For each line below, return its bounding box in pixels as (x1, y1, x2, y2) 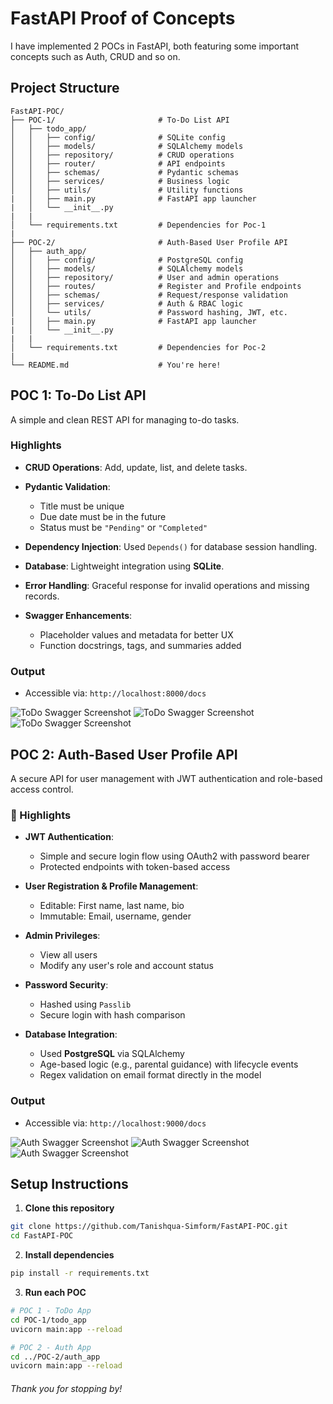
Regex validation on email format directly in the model (39, 1069, 262, 1081)
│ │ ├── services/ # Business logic (10, 176, 230, 186)
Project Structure (10, 80, 120, 97)
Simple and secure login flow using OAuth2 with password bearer (39, 850, 310, 862)
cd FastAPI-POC (10, 1231, 74, 1241)
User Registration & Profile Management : (24, 880, 199, 892)
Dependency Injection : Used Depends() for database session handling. (24, 540, 318, 552)
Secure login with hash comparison (39, 1009, 186, 1021)
